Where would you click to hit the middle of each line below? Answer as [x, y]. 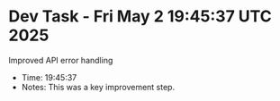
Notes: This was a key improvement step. [98, 87]
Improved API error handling [61, 60]
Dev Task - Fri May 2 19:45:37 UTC [140, 17]
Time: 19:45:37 [49, 77]
